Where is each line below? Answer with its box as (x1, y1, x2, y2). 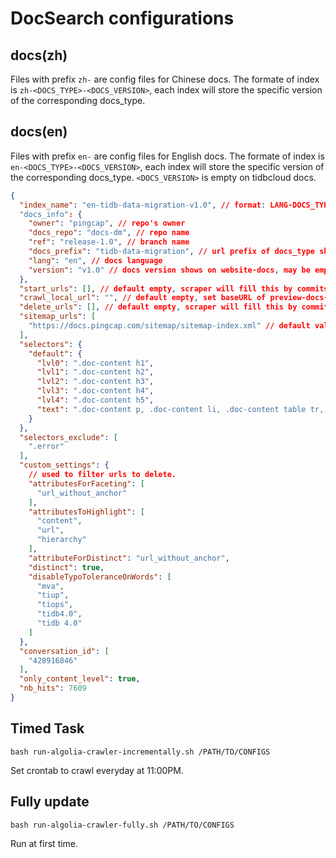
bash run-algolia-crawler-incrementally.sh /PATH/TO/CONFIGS (10, 747, 271, 757)
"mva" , (36, 581, 65, 591)
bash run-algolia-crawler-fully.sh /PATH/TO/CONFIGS (10, 820, 235, 830)
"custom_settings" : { (19, 460, 110, 471)
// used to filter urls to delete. (28, 470, 177, 480)
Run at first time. (10, 837, 79, 849)
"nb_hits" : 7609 (19, 683, 87, 694)
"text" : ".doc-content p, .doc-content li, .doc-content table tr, (36, 404, 325, 414)
